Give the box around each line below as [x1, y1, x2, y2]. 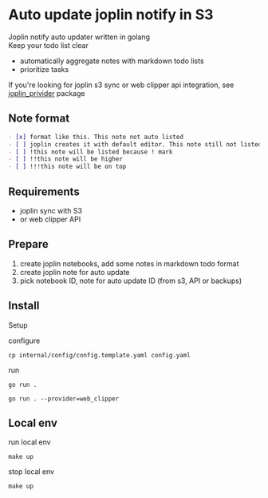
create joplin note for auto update [19, 267, 130, 277]
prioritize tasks [19, 64, 69, 74]
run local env [8, 437, 51, 447]
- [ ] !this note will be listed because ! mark [8, 148, 173, 156]
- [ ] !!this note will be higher [8, 155, 124, 163]
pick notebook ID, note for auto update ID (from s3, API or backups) [19, 276, 242, 285]
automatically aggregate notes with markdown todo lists [19, 56, 205, 66]
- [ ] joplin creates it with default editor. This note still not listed [8, 140, 262, 149]
